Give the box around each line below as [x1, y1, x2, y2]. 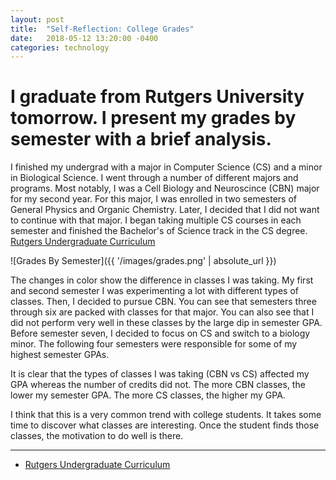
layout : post [10, 14, 65, 25]
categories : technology [10, 42, 110, 53]
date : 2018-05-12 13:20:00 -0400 [10, 33, 159, 43]
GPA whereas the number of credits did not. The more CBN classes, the [10, 379, 306, 391]
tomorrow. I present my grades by [10, 107, 297, 130]
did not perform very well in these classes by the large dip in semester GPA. [10, 317, 323, 329]
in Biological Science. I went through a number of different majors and [10, 172, 299, 184]
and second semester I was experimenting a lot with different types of [10, 285, 300, 297]
